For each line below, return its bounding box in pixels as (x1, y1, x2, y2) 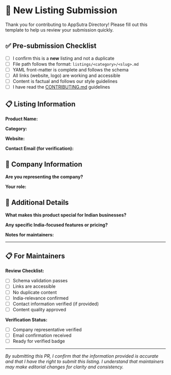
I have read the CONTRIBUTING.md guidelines (12, 84, 110, 90)
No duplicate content (12, 289, 57, 295)
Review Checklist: (5, 267, 44, 274)
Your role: (5, 183, 26, 190)
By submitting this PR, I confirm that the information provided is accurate (5, 353, 159, 359)
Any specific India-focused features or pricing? (5, 222, 108, 228)
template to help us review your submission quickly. (5, 26, 114, 33)
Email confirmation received (12, 332, 72, 338)
